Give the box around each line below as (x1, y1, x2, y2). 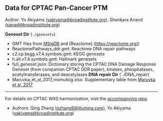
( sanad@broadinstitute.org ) (5, 22, 60, 28)
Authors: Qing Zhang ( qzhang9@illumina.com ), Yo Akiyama (12, 105, 131, 111)
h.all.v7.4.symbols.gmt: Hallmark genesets (12, 56, 97, 62)
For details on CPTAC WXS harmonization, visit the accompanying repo (5, 95, 147, 101)
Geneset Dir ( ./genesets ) (5, 31, 56, 37)
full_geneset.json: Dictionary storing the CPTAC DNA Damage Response (12, 61, 156, 67)
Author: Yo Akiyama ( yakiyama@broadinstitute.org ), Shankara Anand (5, 16, 143, 22)
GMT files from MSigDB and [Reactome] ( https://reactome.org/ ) (12, 41, 140, 46)
